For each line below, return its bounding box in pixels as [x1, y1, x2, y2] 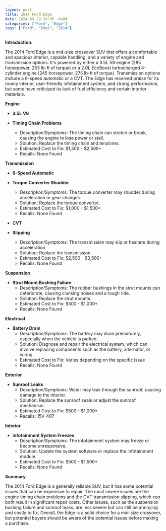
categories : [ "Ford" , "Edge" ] [5, 21, 68, 26]
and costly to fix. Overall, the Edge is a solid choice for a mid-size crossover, [5, 510, 162, 516]
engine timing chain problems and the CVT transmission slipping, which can [5, 494, 161, 500]
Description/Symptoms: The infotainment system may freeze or [19, 438, 150, 444]
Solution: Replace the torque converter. [19, 200, 100, 206]
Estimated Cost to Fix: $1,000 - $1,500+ [19, 205, 101, 211]
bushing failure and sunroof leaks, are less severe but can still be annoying [5, 505, 158, 511]
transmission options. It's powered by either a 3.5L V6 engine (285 [5, 60, 141, 66]
